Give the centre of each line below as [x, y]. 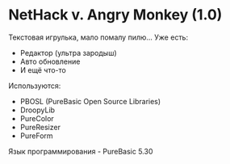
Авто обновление [50, 61]
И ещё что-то [43, 69]
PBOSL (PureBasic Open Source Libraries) [90, 101]
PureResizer [40, 127]
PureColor [37, 118]
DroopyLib [37, 110]
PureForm [37, 136]
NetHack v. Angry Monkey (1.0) [115, 15]
